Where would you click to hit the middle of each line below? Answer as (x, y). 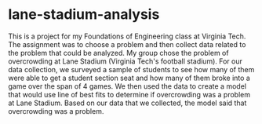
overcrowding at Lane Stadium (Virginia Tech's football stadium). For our (126, 61)
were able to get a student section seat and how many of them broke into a (129, 78)
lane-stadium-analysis (84, 15)
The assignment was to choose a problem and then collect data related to (127, 44)
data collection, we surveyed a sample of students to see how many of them (131, 69)
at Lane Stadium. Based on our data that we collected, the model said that (127, 103)
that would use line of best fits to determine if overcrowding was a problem (129, 94)
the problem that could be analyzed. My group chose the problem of (118, 53)
